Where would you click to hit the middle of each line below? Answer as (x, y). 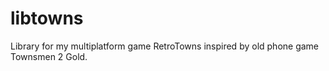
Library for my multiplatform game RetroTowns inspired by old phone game (165, 46)
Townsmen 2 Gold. (49, 56)
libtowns (47, 18)
